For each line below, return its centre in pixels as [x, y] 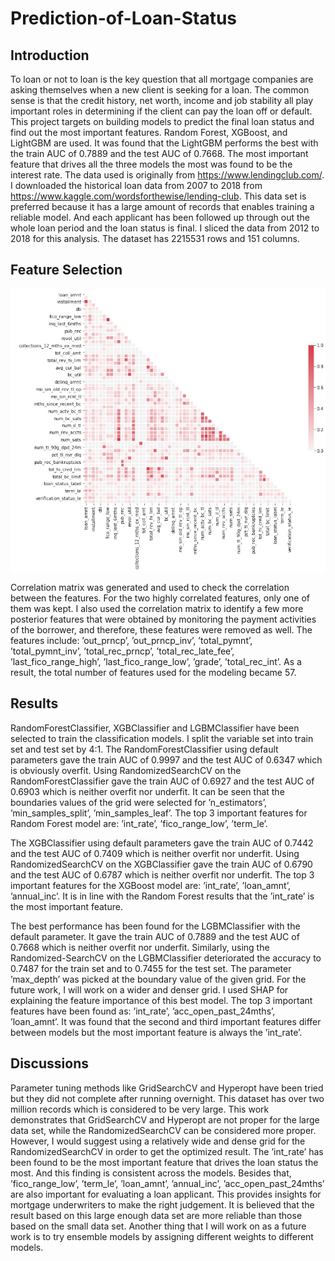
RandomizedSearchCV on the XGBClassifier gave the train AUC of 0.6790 [161, 864]
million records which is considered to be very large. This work [140, 1109]
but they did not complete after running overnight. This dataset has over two [167, 1098]
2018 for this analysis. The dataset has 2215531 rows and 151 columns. [155, 238]
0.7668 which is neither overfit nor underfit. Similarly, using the [140, 947]
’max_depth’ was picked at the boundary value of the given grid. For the [158, 979]
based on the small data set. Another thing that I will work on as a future [158, 1226]
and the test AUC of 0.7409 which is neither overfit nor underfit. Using [155, 853]
